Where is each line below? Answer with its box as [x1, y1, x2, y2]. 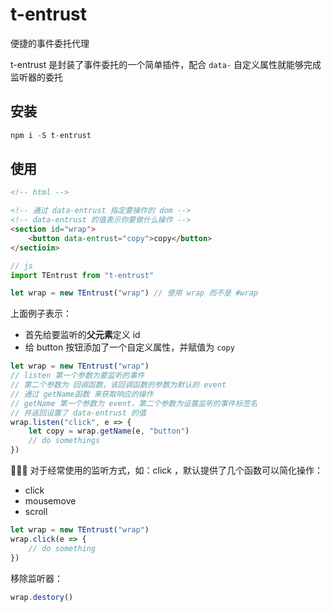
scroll [24, 506, 48, 518]
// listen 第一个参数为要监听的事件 [10, 371, 145, 381]
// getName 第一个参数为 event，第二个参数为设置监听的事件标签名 [10, 398, 258, 408]
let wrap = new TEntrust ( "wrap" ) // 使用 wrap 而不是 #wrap [10, 288, 259, 298]
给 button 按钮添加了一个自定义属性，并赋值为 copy [24, 341, 235, 353]
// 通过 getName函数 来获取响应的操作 [10, 389, 154, 399]
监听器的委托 [10, 71, 63, 83]
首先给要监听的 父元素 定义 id [24, 329, 141, 341]
